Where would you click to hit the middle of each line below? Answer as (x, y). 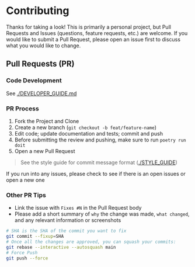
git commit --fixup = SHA (35, 237)
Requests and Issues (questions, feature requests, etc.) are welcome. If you (97, 33)
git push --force (27, 258)
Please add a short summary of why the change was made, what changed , (102, 214)
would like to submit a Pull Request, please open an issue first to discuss (93, 39)
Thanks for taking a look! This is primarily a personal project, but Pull (88, 27)
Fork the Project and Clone (47, 121)
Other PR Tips (26, 195)
